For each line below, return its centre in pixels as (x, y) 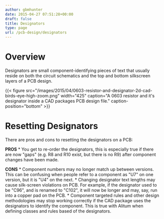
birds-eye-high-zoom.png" (32, 95)
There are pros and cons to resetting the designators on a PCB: (69, 140)
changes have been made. (32, 159)
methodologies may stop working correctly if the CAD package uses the (78, 200)
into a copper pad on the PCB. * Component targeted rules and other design (82, 195)
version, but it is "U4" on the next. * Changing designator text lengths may (80, 180)
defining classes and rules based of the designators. (58, 211)
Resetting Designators (52, 126)
